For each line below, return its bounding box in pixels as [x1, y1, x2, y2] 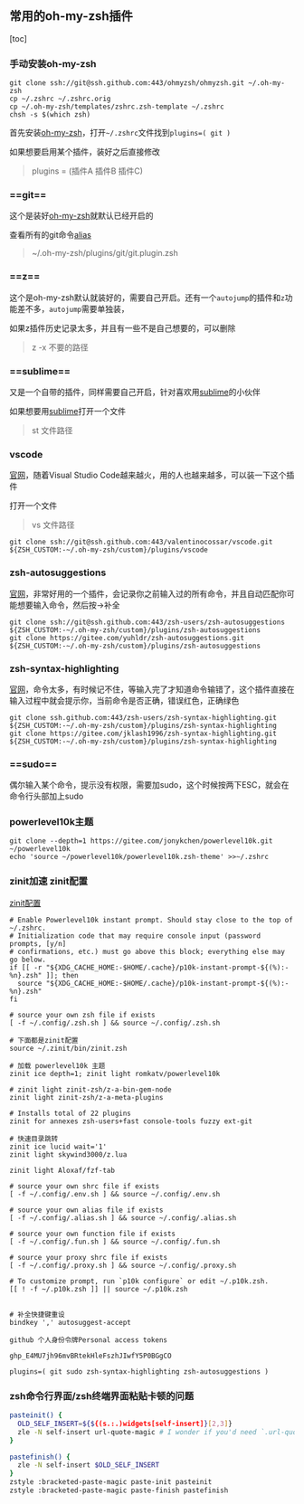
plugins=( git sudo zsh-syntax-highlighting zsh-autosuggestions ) [9, 1367, 270, 1376]
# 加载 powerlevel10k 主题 [9, 1061, 106, 1070]
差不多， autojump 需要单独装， [16, 303, 129, 314]
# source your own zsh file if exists [9, 1010, 156, 1019]
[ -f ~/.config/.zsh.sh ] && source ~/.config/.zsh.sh [9, 1018, 221, 1027]
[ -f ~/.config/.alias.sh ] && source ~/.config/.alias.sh [9, 1213, 237, 1223]
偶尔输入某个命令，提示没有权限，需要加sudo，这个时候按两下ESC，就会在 [9, 780, 290, 790]
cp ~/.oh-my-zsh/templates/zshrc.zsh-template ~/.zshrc [9, 102, 224, 111]
